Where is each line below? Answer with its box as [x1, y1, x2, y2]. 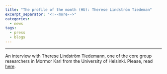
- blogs [9, 35, 26, 40]
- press [9, 30, 26, 35]
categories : [5, 16, 30, 21]
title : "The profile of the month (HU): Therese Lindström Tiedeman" [5, 7, 153, 12]
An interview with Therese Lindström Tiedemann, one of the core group [5, 53, 152, 59]
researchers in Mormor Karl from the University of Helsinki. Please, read [5, 58, 153, 64]
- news [9, 21, 23, 26]
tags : [5, 26, 16, 31]
